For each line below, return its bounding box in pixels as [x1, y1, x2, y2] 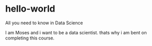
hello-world [5, 3, 56, 15]
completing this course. [5, 35, 55, 41]
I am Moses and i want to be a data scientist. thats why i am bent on [5, 29, 147, 35]
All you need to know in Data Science [5, 20, 83, 26]
